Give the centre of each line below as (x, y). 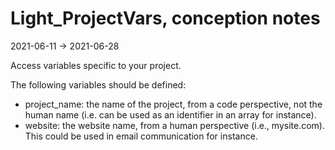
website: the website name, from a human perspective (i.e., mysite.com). (174, 125)
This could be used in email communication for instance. (141, 136)
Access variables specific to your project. (96, 65)
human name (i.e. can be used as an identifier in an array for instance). (170, 114)
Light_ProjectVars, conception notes (165, 18)
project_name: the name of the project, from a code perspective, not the (173, 104)
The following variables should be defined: (98, 84)
